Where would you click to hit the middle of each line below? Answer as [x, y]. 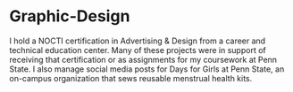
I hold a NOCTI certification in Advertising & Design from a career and [138, 41]
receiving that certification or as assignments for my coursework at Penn [143, 59]
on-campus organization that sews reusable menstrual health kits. [131, 78]
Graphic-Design [70, 16]
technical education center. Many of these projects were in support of [138, 50]
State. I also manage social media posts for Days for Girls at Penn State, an [147, 69]
